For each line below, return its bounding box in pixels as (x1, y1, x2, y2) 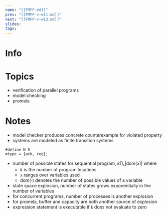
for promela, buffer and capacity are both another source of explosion (12, 198, 157, 204)
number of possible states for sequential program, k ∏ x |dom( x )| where (12, 160, 157, 167)
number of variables (12, 188, 54, 194)
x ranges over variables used (20, 172, 80, 178)
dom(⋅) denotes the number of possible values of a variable (20, 177, 143, 183)
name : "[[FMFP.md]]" (5, 7, 49, 13)
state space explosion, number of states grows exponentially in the (12, 182, 151, 188)
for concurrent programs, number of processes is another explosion (12, 193, 153, 199)
